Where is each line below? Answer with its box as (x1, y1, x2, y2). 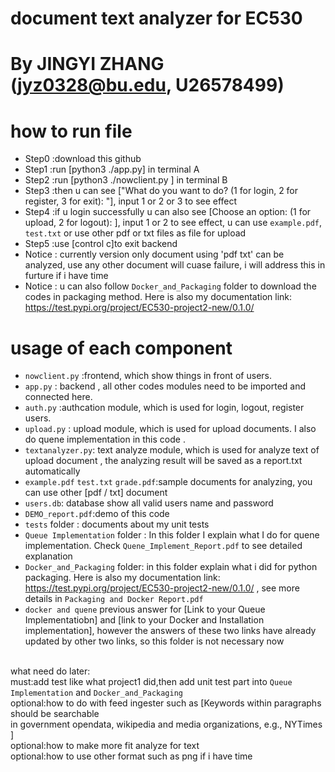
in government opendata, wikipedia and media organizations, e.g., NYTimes (10, 718, 323, 731)
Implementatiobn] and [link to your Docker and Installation (24, 614, 265, 626)
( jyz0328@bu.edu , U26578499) (10, 74, 285, 97)
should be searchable (10, 708, 100, 720)
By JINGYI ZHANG (10, 53, 165, 76)
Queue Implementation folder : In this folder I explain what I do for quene (24, 529, 320, 541)
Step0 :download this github (24, 153, 142, 165)
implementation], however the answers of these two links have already (24, 625, 317, 637)
